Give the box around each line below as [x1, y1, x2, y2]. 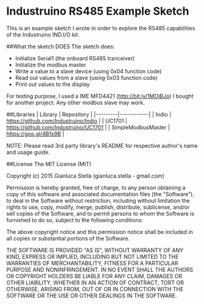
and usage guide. [6, 148, 50, 156]
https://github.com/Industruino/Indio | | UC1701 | [6, 117, 128, 125]
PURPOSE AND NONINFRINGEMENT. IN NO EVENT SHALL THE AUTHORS [6, 266, 194, 273]
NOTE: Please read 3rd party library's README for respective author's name [6, 142, 198, 149]
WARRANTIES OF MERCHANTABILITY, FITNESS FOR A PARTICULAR [6, 259, 178, 267]
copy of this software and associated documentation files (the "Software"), [6, 190, 195, 198]
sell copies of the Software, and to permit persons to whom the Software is [6, 209, 195, 217]
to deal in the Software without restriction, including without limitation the [6, 197, 190, 204]
